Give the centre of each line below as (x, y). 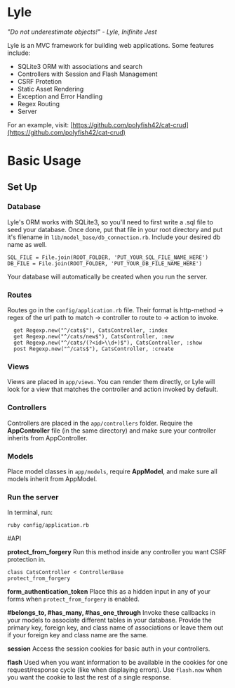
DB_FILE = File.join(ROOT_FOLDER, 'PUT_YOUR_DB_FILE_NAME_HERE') (105, 263)
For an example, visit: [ (40, 125)
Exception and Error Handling (60, 96)
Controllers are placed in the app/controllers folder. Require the (100, 423)
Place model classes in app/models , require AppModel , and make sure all (112, 471)
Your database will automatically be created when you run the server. (107, 276)
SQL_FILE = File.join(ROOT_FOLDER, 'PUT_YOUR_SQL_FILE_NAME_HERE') (108, 257)
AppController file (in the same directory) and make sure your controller (112, 431)
